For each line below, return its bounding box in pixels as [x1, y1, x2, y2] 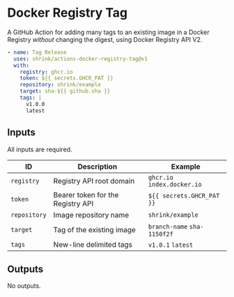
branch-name [148, 222, 188, 231]
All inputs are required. [7, 145, 72, 153]
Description [77, 162, 118, 172]
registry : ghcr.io [19, 68, 73, 75]
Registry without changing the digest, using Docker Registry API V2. [7, 35, 203, 43]
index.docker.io [148, 180, 202, 188]
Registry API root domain [53, 176, 135, 185]
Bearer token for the [53, 190, 119, 199]
